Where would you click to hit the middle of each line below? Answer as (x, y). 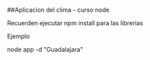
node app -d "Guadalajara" (45, 49)
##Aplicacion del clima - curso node (58, 10)
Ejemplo (18, 36)
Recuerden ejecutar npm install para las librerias (75, 23)
